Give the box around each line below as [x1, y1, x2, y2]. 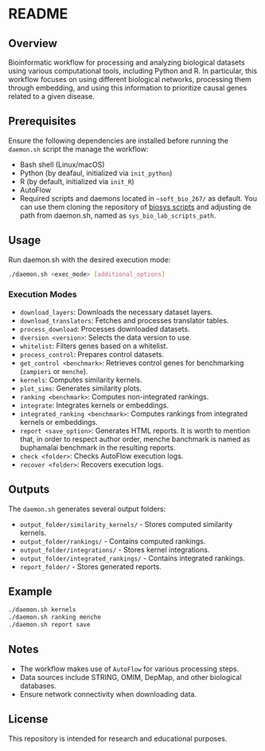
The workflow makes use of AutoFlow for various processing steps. [19, 663, 240, 674]
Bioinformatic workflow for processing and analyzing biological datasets [8, 57, 245, 67]
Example [8, 585, 53, 598]
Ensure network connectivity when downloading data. [19, 689, 197, 698]
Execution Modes [8, 289, 77, 300]
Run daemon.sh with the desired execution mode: [8, 254, 171, 264]
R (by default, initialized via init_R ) [19, 176, 134, 186]
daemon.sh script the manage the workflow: [8, 144, 149, 154]
